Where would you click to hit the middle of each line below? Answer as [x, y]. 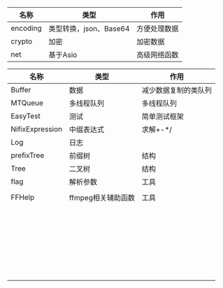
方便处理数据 [157, 29]
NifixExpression [37, 129]
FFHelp [23, 197]
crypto [22, 41]
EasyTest [26, 116]
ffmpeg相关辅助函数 [102, 197]
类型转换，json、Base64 [89, 29]
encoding [26, 28]
